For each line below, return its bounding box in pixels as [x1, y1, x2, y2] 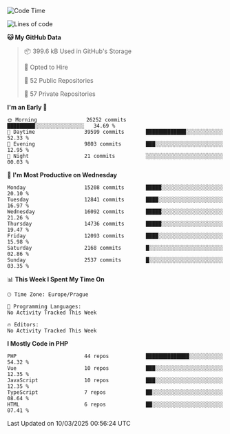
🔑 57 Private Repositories [23, 90, 96, 98]
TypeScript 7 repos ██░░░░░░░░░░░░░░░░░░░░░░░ [7, 389, 224, 396]
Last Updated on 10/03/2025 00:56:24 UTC [7, 420, 131, 427]
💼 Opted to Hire [23, 63, 69, 71]
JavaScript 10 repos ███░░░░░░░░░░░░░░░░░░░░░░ [7, 377, 224, 384]
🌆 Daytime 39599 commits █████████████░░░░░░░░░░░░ [7, 128, 224, 135]
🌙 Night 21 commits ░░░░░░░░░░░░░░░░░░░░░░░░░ [7, 152, 224, 159]
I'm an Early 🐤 [7, 103, 48, 111]
